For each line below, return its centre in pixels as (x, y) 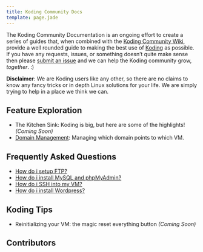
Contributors (31, 243)
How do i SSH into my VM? (49, 184)
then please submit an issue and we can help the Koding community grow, (99, 60)
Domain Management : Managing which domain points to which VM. (99, 138)
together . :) (20, 66)
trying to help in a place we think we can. (58, 91)
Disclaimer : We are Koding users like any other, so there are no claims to (97, 79)
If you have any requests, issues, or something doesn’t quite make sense (97, 54)
